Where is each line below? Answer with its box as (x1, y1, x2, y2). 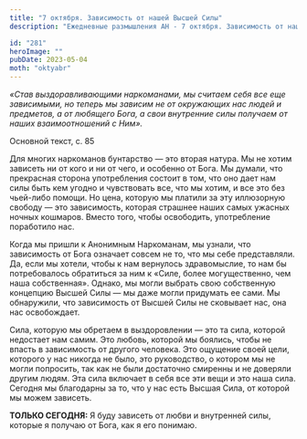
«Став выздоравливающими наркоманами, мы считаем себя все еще (9, 89, 286, 99)
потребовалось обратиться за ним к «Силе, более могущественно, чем (9, 268, 291, 278)
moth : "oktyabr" (9, 64, 71, 73)
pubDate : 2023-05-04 (9, 56, 89, 65)
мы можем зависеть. (9, 392, 92, 402)
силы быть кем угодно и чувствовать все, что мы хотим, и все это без (9, 183, 285, 193)
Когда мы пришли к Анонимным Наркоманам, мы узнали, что (9, 239, 251, 249)
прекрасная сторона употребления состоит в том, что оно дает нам (9, 172, 277, 183)
